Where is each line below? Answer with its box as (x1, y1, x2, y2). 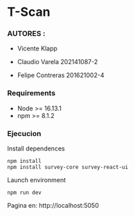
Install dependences (7, 144, 65, 153)
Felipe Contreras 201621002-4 (17, 71, 105, 79)
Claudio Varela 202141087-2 (17, 58, 98, 66)
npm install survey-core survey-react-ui (7, 164, 129, 171)
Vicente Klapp (17, 44, 57, 52)
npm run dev (7, 189, 42, 197)
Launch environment (7, 176, 66, 184)
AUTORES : (7, 29, 46, 39)
